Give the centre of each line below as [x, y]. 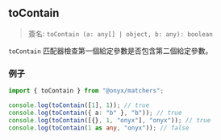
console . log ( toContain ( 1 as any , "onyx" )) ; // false [99, 128]
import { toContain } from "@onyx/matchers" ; [86, 91]
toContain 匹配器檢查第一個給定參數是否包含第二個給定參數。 [110, 51]
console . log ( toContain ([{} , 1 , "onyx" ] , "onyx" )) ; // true [110, 120]
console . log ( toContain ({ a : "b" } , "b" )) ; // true [95, 113]
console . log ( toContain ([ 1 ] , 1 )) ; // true [79, 105]
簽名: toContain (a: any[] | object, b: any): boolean [121, 33]
